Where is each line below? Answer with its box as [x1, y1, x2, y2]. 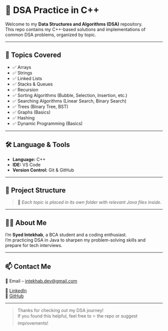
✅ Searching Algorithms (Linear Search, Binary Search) [12, 97, 126, 104]
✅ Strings [12, 69, 32, 75]
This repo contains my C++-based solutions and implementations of [5, 26, 146, 32]
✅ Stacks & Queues [12, 81, 53, 87]
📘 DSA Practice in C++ [5, 4, 99, 16]
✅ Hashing [12, 114, 35, 120]
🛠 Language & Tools [5, 140, 70, 149]
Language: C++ [12, 156, 46, 162]
